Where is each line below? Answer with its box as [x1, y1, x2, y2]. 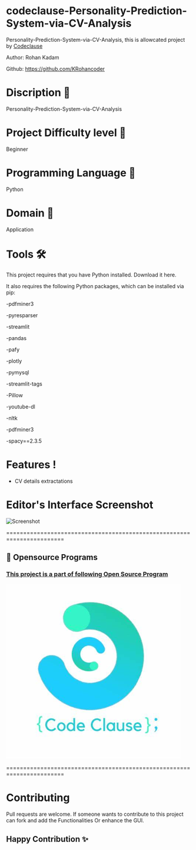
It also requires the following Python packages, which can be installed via [6, 282, 184, 289]
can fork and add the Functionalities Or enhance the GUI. [6, 817, 144, 824]
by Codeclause [6, 42, 43, 50]
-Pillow [6, 391, 24, 398]
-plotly [6, 357, 22, 364]
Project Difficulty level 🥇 [6, 126, 127, 140]
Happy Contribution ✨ [6, 834, 89, 844]
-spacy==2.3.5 [6, 437, 42, 444]
